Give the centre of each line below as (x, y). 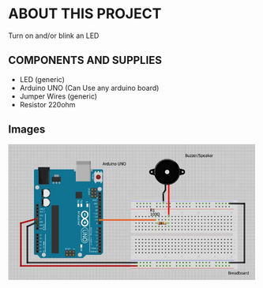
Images (27, 130)
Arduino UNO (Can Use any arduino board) (89, 88)
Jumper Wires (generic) (58, 96)
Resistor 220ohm (47, 104)
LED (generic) (42, 79)
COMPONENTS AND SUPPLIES (85, 60)
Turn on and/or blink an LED (54, 36)
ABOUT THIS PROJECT (85, 14)
